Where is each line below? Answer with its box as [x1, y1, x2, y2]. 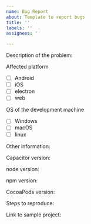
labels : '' [6, 25, 33, 31]
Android [14, 75, 34, 82]
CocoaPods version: [6, 188, 55, 195]
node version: [6, 165, 39, 172]
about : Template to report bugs [6, 14, 85, 20]
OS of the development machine [6, 106, 85, 113]
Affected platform [6, 63, 49, 71]
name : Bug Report [6, 8, 49, 15]
